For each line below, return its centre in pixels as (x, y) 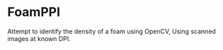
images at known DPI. (39, 38)
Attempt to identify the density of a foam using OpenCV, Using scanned (111, 31)
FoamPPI (34, 12)
